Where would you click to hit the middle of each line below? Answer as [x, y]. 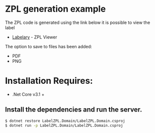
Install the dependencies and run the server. [74, 110]
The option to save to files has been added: [49, 46]
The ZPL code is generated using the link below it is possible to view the [77, 22]
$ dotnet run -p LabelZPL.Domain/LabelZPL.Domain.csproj [64, 125]
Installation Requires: [49, 81]
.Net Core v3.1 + [28, 94]
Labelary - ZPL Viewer [35, 37]
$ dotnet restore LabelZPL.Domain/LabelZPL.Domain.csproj [65, 121]
